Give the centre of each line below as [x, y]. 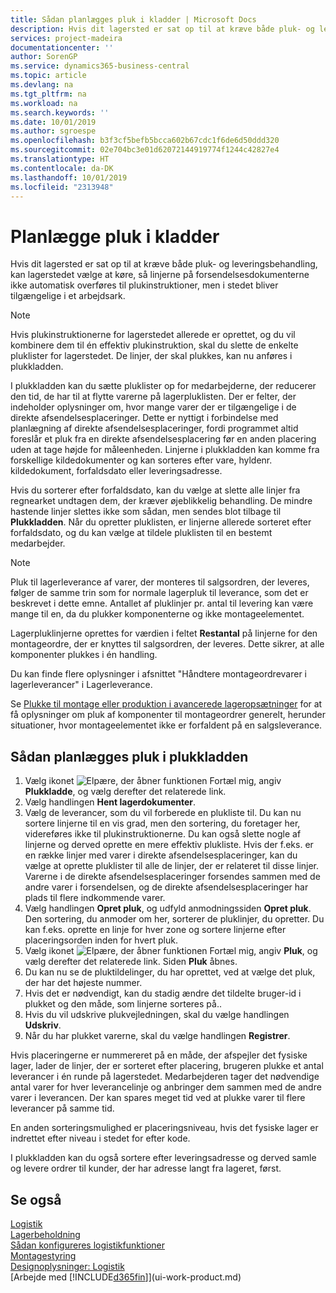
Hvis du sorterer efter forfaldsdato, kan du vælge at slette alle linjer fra [155, 490]
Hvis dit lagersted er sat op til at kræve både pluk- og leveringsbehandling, [164, 264]
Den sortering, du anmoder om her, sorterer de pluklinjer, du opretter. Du [174, 919]
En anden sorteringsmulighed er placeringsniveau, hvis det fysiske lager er [164, 1128]
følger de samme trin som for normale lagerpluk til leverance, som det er [159, 593]
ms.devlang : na [42, 85]
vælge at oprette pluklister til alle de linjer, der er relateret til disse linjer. [172, 866]
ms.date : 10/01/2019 [53, 122]
